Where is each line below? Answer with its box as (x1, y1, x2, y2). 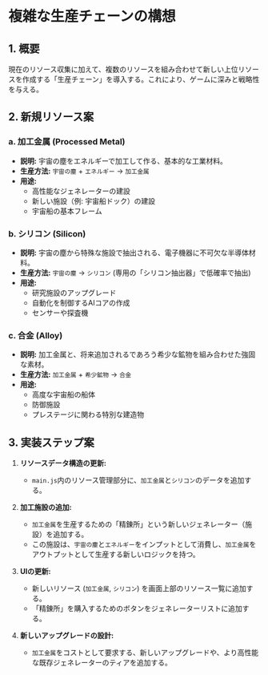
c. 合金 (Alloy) (8, 329, 63, 341)
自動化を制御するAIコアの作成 (31, 297, 130, 307)
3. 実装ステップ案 (8, 435, 94, 449)
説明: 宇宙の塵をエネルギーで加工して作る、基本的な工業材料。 (19, 156, 228, 165)
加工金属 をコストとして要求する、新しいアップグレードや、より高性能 (31, 648, 259, 657)
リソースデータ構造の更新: (19, 459, 106, 468)
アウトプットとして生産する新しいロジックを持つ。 (31, 550, 200, 560)
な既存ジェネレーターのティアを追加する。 (31, 658, 172, 668)
